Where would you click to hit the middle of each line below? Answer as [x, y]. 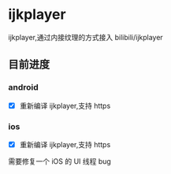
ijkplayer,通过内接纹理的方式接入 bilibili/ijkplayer [85, 37]
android [24, 87]
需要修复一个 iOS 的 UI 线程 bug [60, 161]
